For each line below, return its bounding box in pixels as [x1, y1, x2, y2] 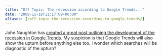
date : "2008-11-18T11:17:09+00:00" [5, 12, 79, 17]
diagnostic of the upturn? [5, 45, 57, 52]
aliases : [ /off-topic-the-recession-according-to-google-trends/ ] [5, 16, 145, 21]
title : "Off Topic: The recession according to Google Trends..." [5, 7, 145, 12]
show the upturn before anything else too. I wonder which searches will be [5, 40, 157, 46]
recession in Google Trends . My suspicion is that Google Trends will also [5, 35, 153, 41]
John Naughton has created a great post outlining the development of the [5, 30, 155, 36]
